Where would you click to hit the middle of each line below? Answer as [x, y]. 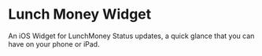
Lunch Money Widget [80, 14]
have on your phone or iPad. [54, 44]
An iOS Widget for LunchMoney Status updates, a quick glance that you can [131, 36]
